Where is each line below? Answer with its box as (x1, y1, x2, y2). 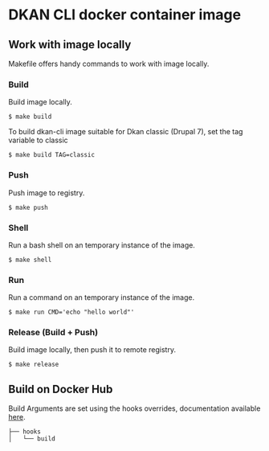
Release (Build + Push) (8, 327, 99, 338)
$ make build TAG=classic (8, 151, 95, 159)
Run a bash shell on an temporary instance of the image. (8, 240, 195, 250)
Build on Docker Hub (8, 382, 113, 396)
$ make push (8, 203, 48, 211)
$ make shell (8, 256, 52, 264)
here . (8, 412, 26, 422)
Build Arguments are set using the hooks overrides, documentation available (8, 404, 261, 413)
